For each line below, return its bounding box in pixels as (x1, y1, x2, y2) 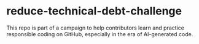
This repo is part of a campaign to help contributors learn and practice (6, 24, 184, 31)
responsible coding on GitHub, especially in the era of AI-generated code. (6, 30, 193, 37)
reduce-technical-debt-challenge (6, 4, 182, 18)
